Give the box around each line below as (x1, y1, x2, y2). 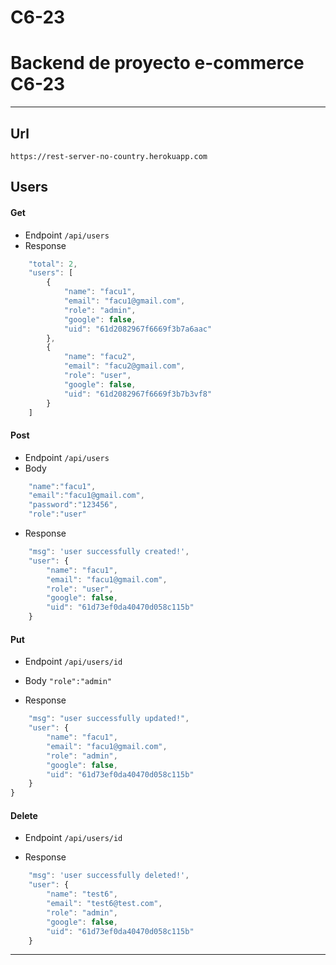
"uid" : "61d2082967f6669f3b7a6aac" (63, 324, 213, 334)
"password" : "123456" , (28, 500, 118, 510)
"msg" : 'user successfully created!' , (28, 547, 190, 557)
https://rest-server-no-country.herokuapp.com (10, 151, 208, 161)
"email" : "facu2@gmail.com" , (63, 361, 186, 371)
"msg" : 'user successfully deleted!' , (28, 871, 190, 881)
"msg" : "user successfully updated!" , (28, 714, 190, 724)
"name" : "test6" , (46, 889, 118, 900)
